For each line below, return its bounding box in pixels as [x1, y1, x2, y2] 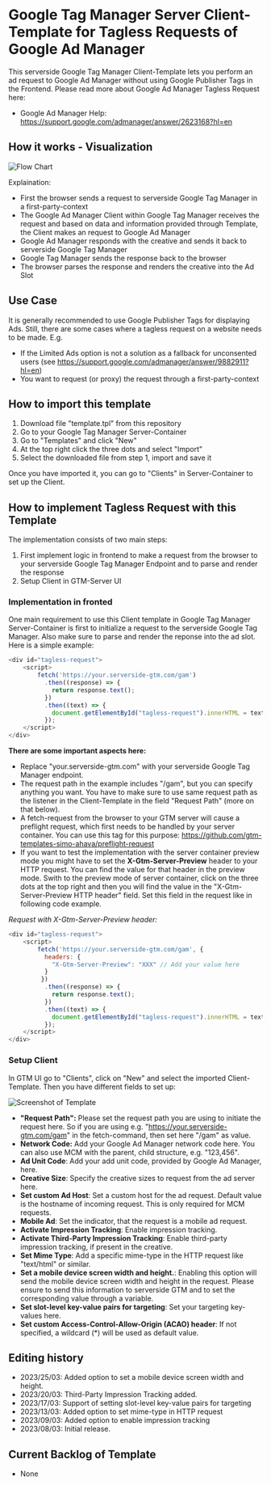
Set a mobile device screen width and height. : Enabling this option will [19, 1268, 257, 1277]
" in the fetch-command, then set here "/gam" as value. [66, 1130, 252, 1140]
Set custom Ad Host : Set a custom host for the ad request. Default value [19, 1190, 262, 1200]
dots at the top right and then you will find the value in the [19, 882, 212, 892]
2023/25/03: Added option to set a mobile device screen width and [19, 1373, 244, 1382]
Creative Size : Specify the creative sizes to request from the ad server [19, 1173, 256, 1183]
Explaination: [8, 177, 52, 187]
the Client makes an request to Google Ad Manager [19, 227, 191, 237]
